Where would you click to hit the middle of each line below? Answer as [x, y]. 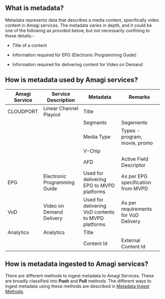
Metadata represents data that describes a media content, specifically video [82, 20]
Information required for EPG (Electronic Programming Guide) [74, 55]
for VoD [130, 215]
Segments [95, 122]
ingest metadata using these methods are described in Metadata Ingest [77, 286]
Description [61, 100]
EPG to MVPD [99, 186]
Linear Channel [61, 108]
